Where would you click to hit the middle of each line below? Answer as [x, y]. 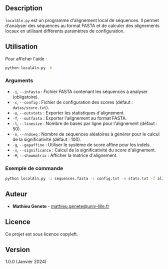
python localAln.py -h [29, 68]
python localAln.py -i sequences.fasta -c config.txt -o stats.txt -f [80, 179]
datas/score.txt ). [31, 107]
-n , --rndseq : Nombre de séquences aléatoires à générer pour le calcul [86, 134]
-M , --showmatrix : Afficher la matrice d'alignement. [65, 155]
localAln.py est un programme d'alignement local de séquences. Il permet [82, 20]
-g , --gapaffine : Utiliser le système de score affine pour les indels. [81, 144]
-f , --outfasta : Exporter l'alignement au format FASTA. [69, 118]
